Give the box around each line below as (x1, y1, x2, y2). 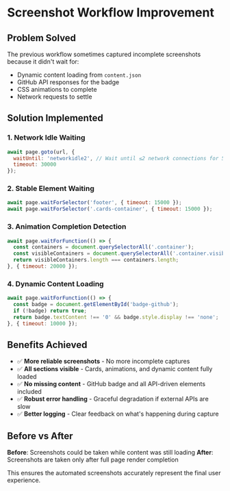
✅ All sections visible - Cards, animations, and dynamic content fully (16, 365, 213, 373)
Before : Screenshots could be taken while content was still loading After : (7, 449, 214, 457)
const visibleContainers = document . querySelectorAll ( (13, 250, 173, 257)
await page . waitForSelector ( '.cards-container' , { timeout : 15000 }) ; (7, 205, 213, 213)
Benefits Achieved (7, 339, 88, 351)
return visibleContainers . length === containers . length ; (13, 257, 179, 264)
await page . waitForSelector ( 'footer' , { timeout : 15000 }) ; (7, 199, 183, 206)
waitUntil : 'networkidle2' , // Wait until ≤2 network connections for (13, 155, 219, 162)
